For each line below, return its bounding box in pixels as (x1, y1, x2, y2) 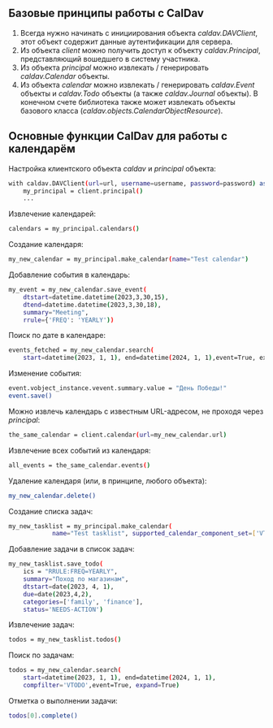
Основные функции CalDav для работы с (8, 129, 227, 143)
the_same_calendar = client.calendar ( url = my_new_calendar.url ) (8, 431, 227, 439)
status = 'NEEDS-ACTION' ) (23, 605, 104, 613)
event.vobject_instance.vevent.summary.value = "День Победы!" (8, 384, 227, 392)
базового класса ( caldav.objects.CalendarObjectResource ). (19, 106, 223, 115)
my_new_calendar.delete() (8, 492, 96, 500)
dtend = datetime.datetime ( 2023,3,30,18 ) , (23, 301, 162, 309)
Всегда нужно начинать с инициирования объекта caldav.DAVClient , (19, 28, 258, 37)
